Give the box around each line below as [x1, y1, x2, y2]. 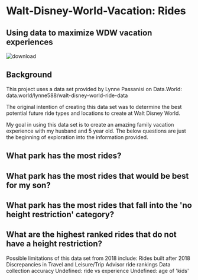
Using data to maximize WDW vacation [6, 28, 152, 38]
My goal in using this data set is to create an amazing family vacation [6, 121, 174, 128]
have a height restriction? [6, 239, 102, 249]
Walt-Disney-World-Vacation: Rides [6, 4, 186, 18]
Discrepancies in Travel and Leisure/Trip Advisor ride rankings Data [6, 260, 171, 268]
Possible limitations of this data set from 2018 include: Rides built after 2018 [6, 255, 190, 262]
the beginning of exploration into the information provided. [6, 133, 149, 140]
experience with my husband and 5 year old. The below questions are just [6, 127, 186, 134]
